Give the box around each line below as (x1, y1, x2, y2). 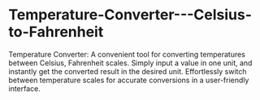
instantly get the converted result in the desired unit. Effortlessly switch (8, 66, 247, 76)
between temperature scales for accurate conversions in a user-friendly (8, 75, 249, 85)
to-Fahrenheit (8, 23, 104, 41)
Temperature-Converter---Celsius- (8, 6, 253, 24)
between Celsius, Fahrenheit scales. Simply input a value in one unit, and (8, 58, 253, 68)
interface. (8, 83, 41, 94)
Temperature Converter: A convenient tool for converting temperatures (8, 49, 246, 59)
